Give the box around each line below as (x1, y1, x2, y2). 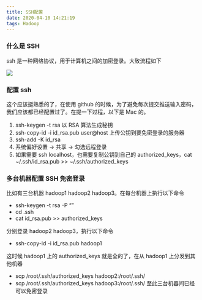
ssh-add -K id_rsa (15, 136, 61, 143)
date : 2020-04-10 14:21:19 (6, 15, 75, 21)
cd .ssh (15, 208, 34, 216)
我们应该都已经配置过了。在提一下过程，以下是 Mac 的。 (6, 108, 149, 116)
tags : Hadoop (6, 20, 40, 26)
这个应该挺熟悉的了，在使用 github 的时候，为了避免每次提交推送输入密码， (6, 100, 197, 108)
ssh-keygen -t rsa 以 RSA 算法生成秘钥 (15, 121, 113, 128)
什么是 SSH (6, 42, 40, 50)
